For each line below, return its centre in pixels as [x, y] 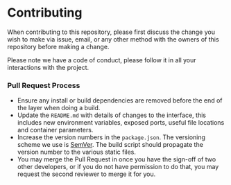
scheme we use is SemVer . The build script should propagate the [110, 145]
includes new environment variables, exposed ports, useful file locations [121, 123]
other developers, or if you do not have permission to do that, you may [118, 167]
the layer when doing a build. [59, 108]
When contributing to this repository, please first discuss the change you [111, 32]
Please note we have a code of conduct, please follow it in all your [102, 60]
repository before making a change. [58, 46]
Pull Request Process [44, 85]
